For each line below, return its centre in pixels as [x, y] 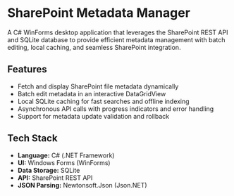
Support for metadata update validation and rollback [93, 116]
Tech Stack [32, 138]
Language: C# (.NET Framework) [66, 155]
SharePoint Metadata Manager [99, 13]
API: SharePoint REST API [55, 178]
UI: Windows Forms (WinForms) [64, 162]
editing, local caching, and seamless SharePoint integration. [94, 47]
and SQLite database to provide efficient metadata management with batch [116, 39]
